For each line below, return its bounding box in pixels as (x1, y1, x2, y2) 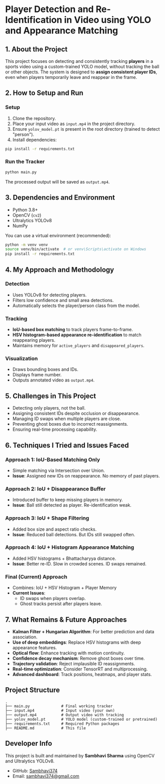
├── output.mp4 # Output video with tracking (5, 712, 124, 717)
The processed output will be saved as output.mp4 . (5, 178, 110, 184)
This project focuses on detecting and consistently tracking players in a (5, 58, 153, 64)
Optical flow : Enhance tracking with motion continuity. (12, 650, 125, 656)
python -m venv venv (5, 242, 48, 247)
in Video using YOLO (64, 14, 151, 26)
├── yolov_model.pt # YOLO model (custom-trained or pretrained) (5, 717, 157, 722)
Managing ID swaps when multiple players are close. (12, 416, 121, 422)
